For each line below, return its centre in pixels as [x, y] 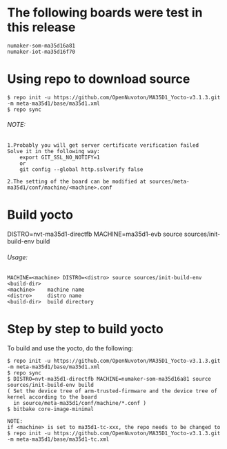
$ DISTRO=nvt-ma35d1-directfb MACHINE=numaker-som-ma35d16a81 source [109, 379]
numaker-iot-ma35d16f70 [41, 52]
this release [41, 27]
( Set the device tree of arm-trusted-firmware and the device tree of [112, 391]
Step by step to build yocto [86, 329]
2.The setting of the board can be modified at [77, 182]
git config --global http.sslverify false [81, 170]
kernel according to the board [52, 397]
